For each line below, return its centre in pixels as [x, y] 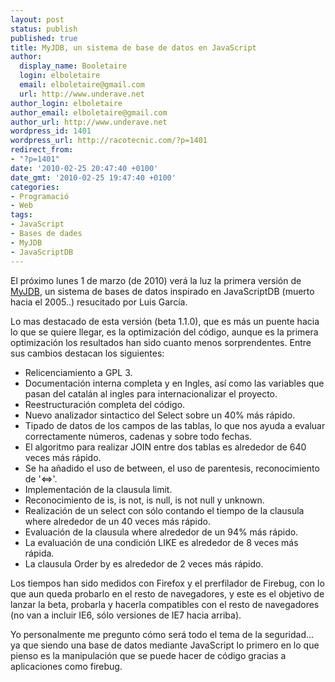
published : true [44, 38]
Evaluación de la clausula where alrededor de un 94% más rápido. [161, 532]
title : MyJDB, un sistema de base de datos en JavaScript [133, 47]
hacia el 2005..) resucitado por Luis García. [99, 302]
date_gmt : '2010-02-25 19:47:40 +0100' [93, 177]
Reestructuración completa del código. [105, 404]
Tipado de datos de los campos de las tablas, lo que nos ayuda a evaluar [175, 425]
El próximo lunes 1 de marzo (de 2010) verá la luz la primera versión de [156, 280]
